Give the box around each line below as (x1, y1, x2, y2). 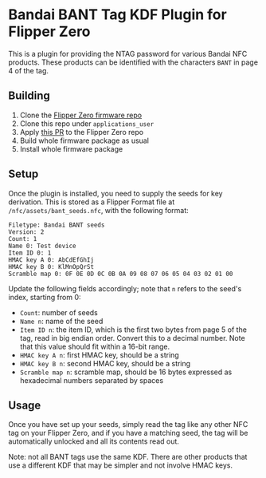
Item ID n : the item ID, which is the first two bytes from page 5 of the (19, 325, 247, 334)
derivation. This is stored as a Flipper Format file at (8, 197, 175, 207)
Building (8, 89, 50, 103)
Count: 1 (8, 235, 37, 243)
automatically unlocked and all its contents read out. (8, 437, 179, 446)
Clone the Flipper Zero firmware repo (19, 110, 142, 120)
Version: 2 (8, 227, 45, 236)
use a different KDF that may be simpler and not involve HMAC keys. (8, 460, 233, 470)
